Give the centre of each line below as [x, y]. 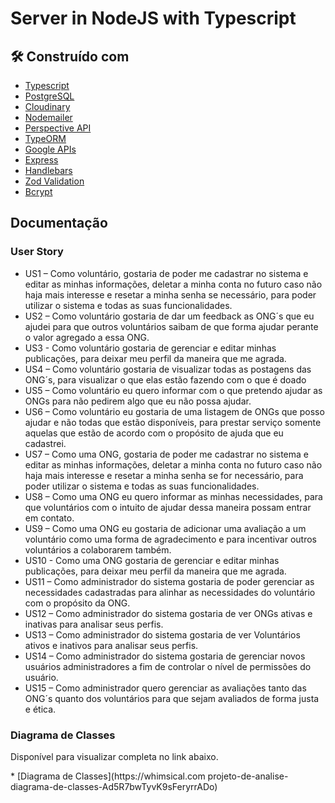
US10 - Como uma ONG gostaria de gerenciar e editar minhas [152, 560]
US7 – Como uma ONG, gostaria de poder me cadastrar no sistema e [166, 454]
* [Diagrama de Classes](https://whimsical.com [108, 776]
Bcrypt [38, 191]
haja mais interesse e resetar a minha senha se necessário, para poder [170, 294]
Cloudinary [47, 106]
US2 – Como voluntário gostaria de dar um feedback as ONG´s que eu [169, 316]
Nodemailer [48, 117]
